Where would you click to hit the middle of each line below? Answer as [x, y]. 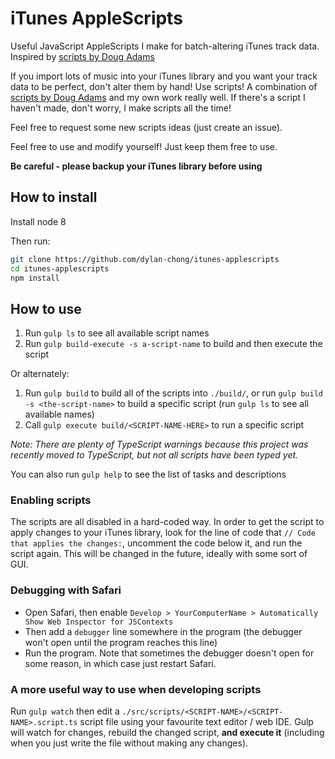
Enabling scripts [51, 500]
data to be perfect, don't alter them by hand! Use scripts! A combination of [164, 86]
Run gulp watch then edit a [65, 711]
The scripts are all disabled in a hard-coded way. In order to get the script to [167, 522]
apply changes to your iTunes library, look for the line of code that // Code [163, 533]
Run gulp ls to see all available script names [117, 333]
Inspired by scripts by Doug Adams [82, 56]
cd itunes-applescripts [60, 268]
